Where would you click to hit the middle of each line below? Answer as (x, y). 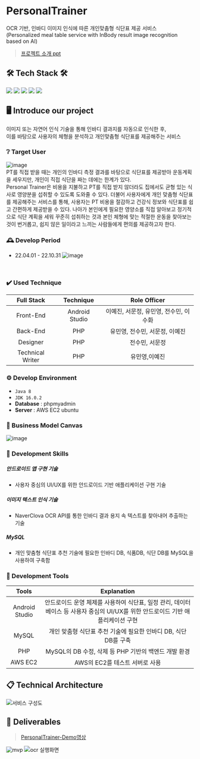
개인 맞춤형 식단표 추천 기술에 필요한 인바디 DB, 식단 (118, 632)
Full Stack (31, 300)
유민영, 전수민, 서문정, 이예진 (148, 331)
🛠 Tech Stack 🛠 (37, 73)
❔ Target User (26, 152)
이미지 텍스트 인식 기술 (32, 499)
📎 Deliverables (34, 722)
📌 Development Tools (37, 576)
